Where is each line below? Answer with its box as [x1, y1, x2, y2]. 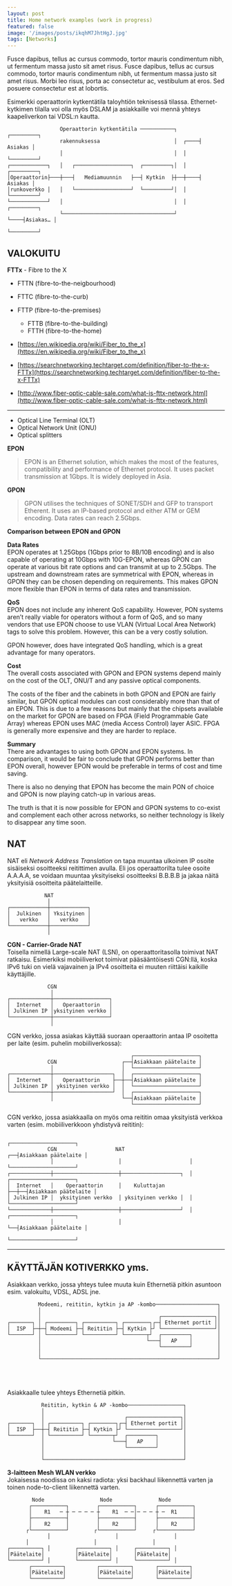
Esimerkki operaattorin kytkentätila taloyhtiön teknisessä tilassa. [7, 98, 189, 106]
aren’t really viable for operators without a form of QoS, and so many [7, 613, 203, 621]
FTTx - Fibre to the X [7, 266, 67, 274]
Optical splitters [17, 430, 62, 439]
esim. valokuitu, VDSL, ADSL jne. [7, 1287, 101, 1295]
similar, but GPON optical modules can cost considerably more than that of [7, 697, 220, 706]
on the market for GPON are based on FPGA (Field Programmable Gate [7, 712, 209, 720]
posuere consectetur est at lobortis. [7, 84, 109, 93]
